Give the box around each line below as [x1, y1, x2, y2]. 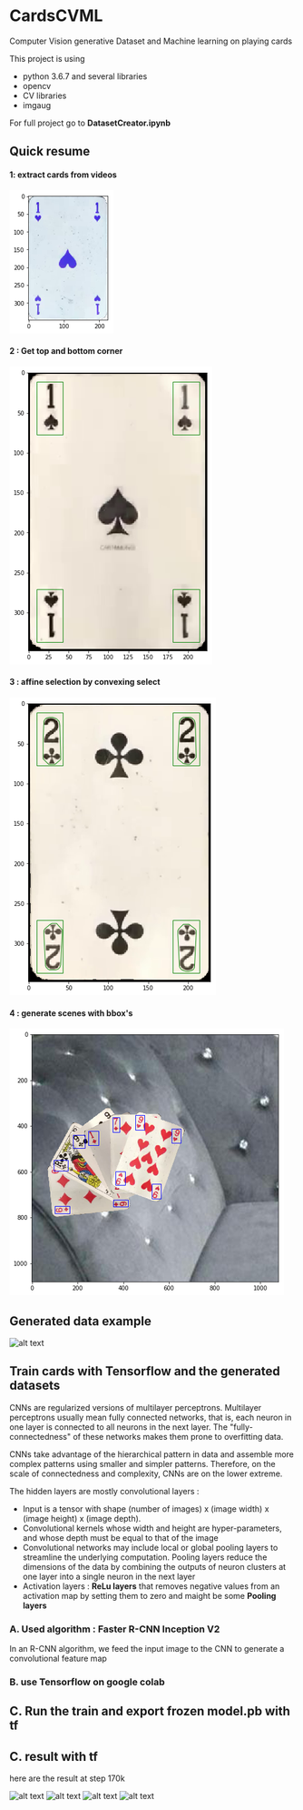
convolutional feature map [9, 1653, 107, 1664]
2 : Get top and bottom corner [9, 346, 123, 357]
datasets [9, 1378, 61, 1393]
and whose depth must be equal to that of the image [22, 1532, 220, 1543]
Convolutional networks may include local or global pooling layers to [22, 1542, 279, 1553]
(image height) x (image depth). [22, 1513, 142, 1523]
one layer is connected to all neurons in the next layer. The [9, 1421, 229, 1433]
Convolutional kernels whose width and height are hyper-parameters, [22, 1523, 283, 1533]
